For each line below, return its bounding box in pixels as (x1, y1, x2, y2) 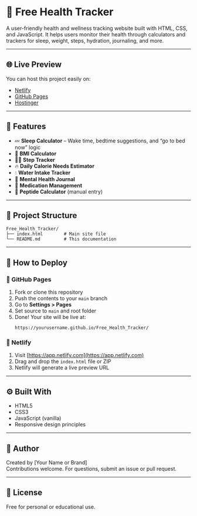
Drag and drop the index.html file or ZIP (14, 358, 111, 365)
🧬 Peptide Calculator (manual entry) (14, 188, 103, 195)
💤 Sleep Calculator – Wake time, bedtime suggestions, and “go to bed (14, 137, 186, 144)
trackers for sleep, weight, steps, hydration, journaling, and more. (6, 37, 164, 44)
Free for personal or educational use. (6, 503, 96, 510)
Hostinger (14, 99, 39, 106)
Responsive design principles (14, 421, 86, 428)
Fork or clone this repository (14, 288, 83, 296)
